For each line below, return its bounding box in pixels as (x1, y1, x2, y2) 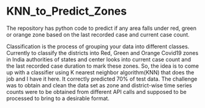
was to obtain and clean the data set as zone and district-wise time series (6, 81, 192, 89)
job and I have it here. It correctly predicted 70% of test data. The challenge (6, 75, 198, 82)
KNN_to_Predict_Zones (6, 4, 127, 18)
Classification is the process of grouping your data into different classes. (6, 43, 190, 50)
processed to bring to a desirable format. (6, 95, 110, 102)
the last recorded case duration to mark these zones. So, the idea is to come (6, 62, 199, 70)
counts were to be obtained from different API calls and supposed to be (6, 88, 187, 95)
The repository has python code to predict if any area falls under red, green (6, 24, 197, 32)
